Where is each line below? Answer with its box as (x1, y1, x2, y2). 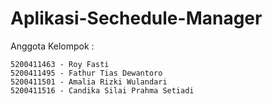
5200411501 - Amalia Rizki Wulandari (10, 77, 168, 87)
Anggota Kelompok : (10, 40, 95, 52)
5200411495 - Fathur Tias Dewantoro (10, 68, 163, 78)
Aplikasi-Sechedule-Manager (10, 7, 263, 30)
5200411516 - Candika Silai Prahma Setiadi (10, 85, 195, 96)
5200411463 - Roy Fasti (10, 59, 110, 69)
